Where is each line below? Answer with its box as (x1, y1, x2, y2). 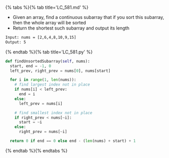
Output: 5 (5, 39, 27, 45)
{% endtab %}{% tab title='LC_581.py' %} (5, 48, 93, 55)
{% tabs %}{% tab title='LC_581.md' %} (5, 5, 89, 10)
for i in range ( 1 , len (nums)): (10, 77, 77, 83)
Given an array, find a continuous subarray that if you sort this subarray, (12, 14, 164, 20)
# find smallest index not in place (14, 110, 93, 115)
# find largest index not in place (14, 82, 90, 87)
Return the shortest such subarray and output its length (12, 25, 130, 31)
